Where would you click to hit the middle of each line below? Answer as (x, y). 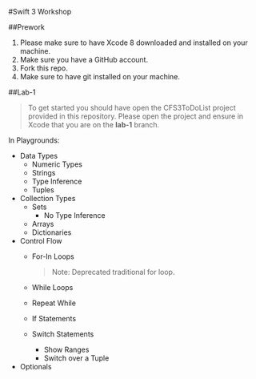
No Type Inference (74, 215)
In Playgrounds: (34, 140)
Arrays (43, 224)
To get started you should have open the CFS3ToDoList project (132, 108)
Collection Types (48, 198)
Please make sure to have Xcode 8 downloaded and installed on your (134, 42)
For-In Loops (53, 256)
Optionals (36, 367)
